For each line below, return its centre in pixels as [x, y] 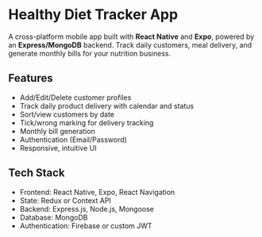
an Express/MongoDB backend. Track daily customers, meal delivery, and [130, 44]
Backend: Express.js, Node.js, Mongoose [87, 208]
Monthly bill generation [57, 131]
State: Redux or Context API [65, 201]
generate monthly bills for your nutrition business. [90, 53]
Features [31, 78]
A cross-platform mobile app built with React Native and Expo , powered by [131, 36]
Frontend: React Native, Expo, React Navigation [97, 192]
